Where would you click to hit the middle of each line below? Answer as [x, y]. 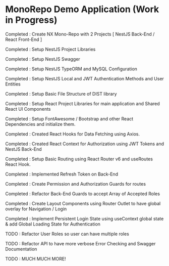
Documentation [21, 249]
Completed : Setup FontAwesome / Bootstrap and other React [69, 119]
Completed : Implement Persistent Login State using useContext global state [84, 218]
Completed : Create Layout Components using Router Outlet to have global [83, 203]
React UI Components [28, 109]
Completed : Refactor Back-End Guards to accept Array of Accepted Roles [83, 194]
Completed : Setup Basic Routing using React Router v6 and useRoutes [79, 159]
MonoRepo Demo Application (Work [82, 9]
